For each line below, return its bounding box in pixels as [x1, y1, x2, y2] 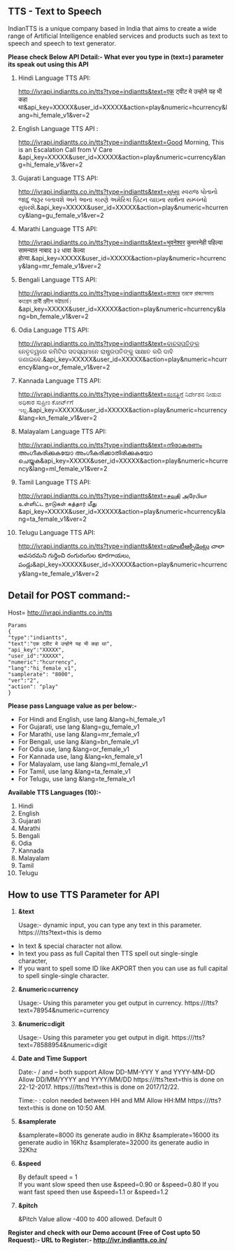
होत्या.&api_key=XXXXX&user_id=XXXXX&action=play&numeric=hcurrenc [17, 253, 227, 262]
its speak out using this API [8, 60, 89, 69]
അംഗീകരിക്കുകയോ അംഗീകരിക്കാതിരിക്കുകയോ [17, 448, 153, 457]
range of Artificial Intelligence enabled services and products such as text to [8, 32, 228, 40]
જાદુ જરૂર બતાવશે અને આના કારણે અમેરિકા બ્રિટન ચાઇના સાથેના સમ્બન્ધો [17, 195, 208, 204]
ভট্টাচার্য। [54, 297, 73, 305]
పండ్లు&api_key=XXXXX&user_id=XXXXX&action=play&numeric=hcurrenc [17, 560, 228, 568]
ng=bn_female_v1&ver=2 [17, 312, 89, 321]
